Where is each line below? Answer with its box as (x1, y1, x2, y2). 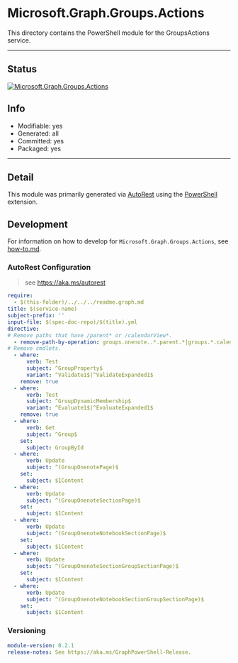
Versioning (7, 626, 46, 636)
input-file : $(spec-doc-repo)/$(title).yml (7, 318, 138, 326)
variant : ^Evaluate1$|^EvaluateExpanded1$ (25, 405, 154, 412)
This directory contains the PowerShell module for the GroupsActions (7, 28, 210, 37)
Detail (7, 171, 34, 183)
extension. (7, 197, 38, 207)
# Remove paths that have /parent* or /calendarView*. (7, 331, 173, 339)
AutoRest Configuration (7, 263, 91, 273)
